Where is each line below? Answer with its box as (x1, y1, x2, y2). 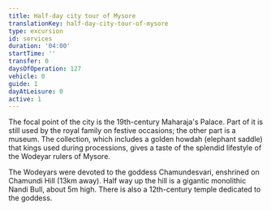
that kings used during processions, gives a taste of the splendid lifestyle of (8, 143, 262, 153)
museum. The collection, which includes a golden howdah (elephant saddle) (8, 135, 264, 144)
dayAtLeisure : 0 (8, 87, 63, 96)
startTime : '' (8, 50, 57, 58)
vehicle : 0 (8, 72, 45, 80)
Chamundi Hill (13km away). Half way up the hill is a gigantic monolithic (8, 176, 247, 186)
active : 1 (8, 95, 42, 103)
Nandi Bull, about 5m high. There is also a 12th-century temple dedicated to (8, 184, 261, 195)
